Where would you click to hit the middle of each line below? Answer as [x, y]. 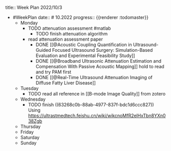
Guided [43, 50]
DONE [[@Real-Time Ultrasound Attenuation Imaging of [94, 77]
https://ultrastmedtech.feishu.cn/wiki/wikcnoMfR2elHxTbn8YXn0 [97, 116]
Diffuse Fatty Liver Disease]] [66, 83]
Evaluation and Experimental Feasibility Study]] [85, 55]
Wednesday [33, 99]
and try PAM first [54, 72]
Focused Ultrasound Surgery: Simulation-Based [102, 50]
